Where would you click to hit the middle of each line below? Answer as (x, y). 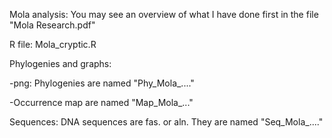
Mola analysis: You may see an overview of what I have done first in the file (164, 14)
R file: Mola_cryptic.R (53, 44)
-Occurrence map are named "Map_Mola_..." (101, 102)
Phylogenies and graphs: (60, 63)
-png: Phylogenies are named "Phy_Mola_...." (102, 83)
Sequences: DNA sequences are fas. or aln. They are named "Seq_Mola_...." (166, 122)
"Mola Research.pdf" (52, 25)
